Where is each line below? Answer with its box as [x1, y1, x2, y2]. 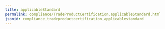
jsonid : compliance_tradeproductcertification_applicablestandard [5, 16, 144, 21]
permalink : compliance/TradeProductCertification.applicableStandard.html [5, 12, 162, 17]
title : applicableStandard [5, 7, 60, 12]
